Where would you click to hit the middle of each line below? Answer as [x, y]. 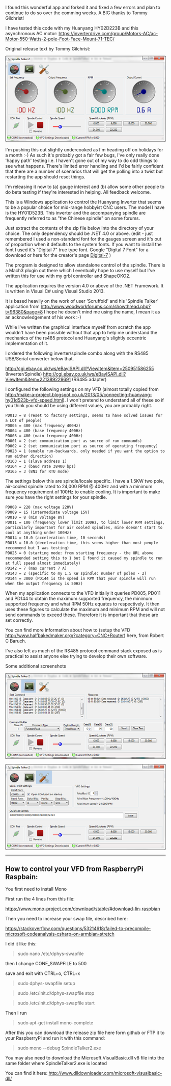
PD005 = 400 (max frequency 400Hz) [43, 426]
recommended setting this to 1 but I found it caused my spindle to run [84, 558]
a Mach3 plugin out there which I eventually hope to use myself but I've [80, 270]
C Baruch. [16, 641]
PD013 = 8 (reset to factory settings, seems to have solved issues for [84, 415]
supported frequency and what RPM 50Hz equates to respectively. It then [82, 604]
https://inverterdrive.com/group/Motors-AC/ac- [108, 33]
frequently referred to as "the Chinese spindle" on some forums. [73, 218]
